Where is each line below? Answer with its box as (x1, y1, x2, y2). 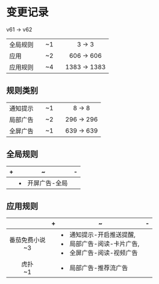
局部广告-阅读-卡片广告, (69, 239, 140, 248)
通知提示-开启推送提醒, (69, 230, 136, 239)
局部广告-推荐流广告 (69, 263, 128, 272)
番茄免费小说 (9, 236, 46, 244)
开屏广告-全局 (27, 178, 68, 187)
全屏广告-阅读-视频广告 (69, 248, 139, 257)
